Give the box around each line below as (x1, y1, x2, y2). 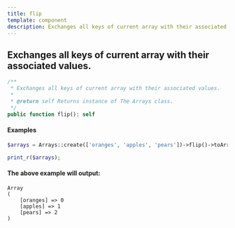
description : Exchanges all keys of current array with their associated (7, 23, 227, 30)
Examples (7, 126, 37, 135)
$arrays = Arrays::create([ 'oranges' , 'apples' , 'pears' (7, 141, 177, 149)
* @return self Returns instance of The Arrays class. (10, 98, 173, 105)
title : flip (7, 10, 42, 17)
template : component (7, 17, 68, 24)
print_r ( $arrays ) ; (7, 154, 61, 161)
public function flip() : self (7, 111, 96, 118)
